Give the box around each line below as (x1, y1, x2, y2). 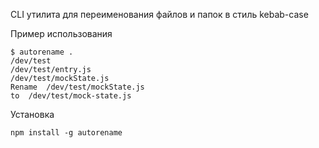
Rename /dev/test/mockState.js (10, 82, 145, 92)
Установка (10, 109, 55, 120)
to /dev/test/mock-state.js (10, 91, 132, 101)
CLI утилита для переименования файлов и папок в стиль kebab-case (10, 9, 309, 20)
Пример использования (10, 28, 113, 39)
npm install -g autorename (10, 128, 123, 138)
